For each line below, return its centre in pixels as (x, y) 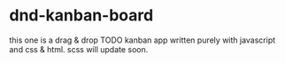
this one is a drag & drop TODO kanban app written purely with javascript (142, 40)
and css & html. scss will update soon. (79, 49)
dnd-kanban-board (81, 16)
